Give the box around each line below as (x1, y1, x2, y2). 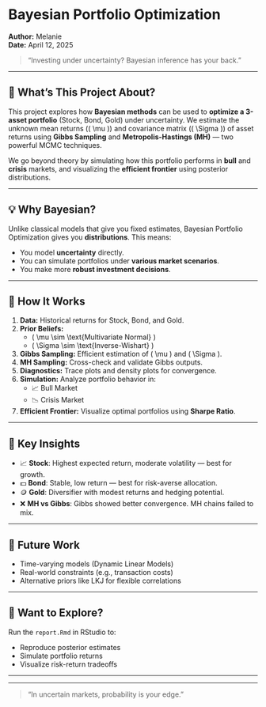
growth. (19, 470, 45, 479)
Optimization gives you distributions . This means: (8, 232, 172, 242)
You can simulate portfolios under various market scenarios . (19, 255, 220, 266)
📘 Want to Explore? (8, 607, 104, 620)
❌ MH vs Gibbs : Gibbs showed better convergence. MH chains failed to (19, 499, 254, 509)
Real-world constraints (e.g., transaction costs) (19, 568, 174, 577)
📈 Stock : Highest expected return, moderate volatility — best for (19, 459, 232, 468)
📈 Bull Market (31, 384, 78, 393)
